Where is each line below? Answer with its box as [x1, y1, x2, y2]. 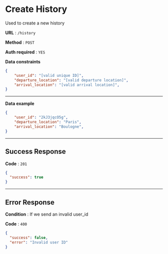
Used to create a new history [5, 20, 65, 26]
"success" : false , [9, 235, 48, 240]
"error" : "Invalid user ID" [9, 240, 68, 245]
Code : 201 [5, 161, 27, 167]
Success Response [5, 147, 66, 156]
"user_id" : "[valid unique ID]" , [14, 73, 84, 78]
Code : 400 [5, 221, 27, 227]
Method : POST [5, 39, 35, 45]
